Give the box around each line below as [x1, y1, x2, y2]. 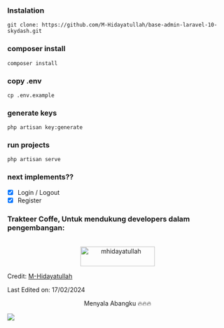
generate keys [7, 108, 57, 118]
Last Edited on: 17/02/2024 [7, 286, 85, 294]
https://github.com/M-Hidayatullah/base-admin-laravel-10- [41, 22, 218, 29]
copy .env [7, 76, 42, 86]
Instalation [7, 6, 45, 15]
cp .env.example [7, 92, 55, 99]
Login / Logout [17, 188, 60, 196]
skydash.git [7, 27, 42, 35]
